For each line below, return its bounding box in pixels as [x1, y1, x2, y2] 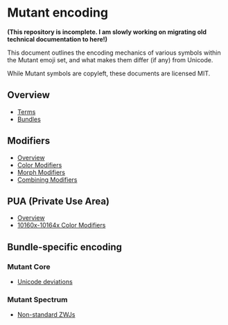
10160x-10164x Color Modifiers [17, 221, 106, 230]
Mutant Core [7, 261, 51, 271]
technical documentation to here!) [7, 35, 108, 43]
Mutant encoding [7, 5, 109, 21]
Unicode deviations [17, 278, 73, 286]
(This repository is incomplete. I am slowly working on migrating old [7, 28, 207, 36]
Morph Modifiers [17, 168, 66, 176]
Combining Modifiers [17, 175, 78, 184]
